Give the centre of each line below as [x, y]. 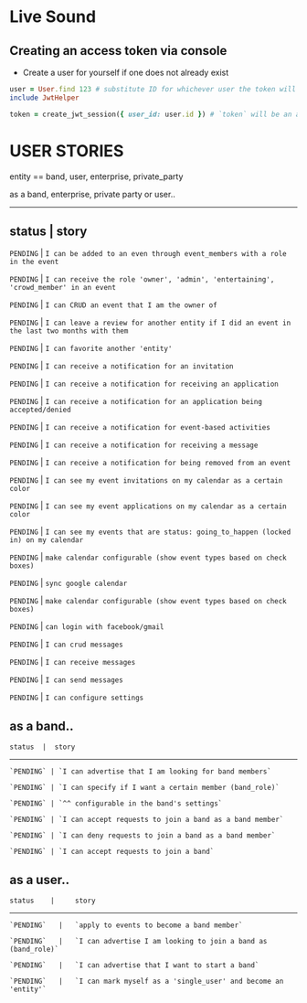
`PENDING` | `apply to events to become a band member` [127, 925]
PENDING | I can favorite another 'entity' [91, 348]
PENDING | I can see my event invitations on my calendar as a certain [146, 480]
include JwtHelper [44, 98]
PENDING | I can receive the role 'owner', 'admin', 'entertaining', [142, 279]
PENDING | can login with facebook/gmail [87, 626]
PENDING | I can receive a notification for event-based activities [140, 427]
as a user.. [40, 880]
